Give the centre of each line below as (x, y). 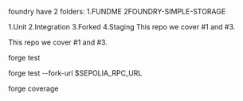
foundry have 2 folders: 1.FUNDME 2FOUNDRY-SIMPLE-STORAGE (117, 12)
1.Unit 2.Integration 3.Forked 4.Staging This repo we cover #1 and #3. (122, 27)
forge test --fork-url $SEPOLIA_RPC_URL (75, 73)
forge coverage (33, 88)
